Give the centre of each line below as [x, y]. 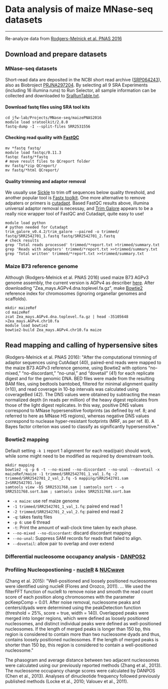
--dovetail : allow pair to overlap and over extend [63, 543]
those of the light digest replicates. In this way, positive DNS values [74, 405]
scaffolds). [16, 299]
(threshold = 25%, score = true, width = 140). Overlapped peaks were [77, 613]
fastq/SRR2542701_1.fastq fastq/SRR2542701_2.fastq [60, 236]
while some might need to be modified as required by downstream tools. [80, 456]
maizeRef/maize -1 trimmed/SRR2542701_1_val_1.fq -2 [61, 474]
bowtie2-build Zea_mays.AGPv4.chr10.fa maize [53, 330]
